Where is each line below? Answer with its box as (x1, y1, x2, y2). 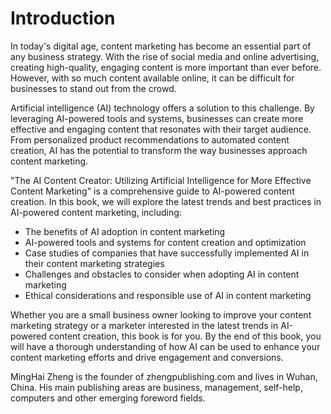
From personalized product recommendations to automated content (10, 133, 290, 146)
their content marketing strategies (24, 257, 165, 269)
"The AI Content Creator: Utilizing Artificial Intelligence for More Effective (10, 174, 312, 186)
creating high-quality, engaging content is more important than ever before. (10, 61, 322, 73)
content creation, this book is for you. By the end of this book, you (48, 330, 322, 342)
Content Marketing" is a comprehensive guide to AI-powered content (10, 185, 295, 197)
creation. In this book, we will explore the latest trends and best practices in (10, 195, 322, 207)
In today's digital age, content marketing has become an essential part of (10, 40, 312, 52)
